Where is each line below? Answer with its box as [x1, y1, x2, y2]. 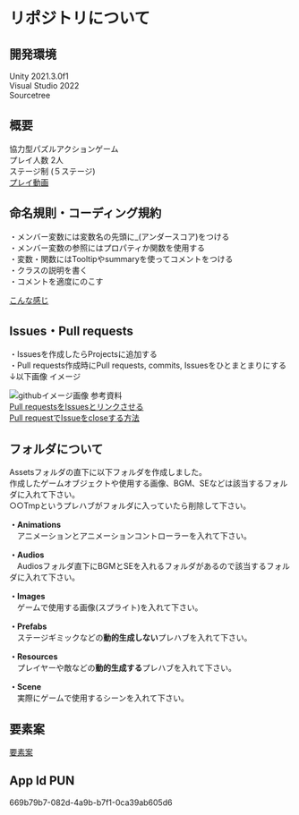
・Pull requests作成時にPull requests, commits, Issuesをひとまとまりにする [9, 360, 286, 371]
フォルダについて [9, 441, 104, 456]
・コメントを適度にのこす [9, 276, 104, 286]
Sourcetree [9, 90, 51, 100]
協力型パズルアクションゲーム [9, 143, 119, 154]
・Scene [9, 682, 42, 692]
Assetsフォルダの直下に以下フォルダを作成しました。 [9, 467, 208, 478]
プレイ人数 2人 [9, 154, 64, 166]
